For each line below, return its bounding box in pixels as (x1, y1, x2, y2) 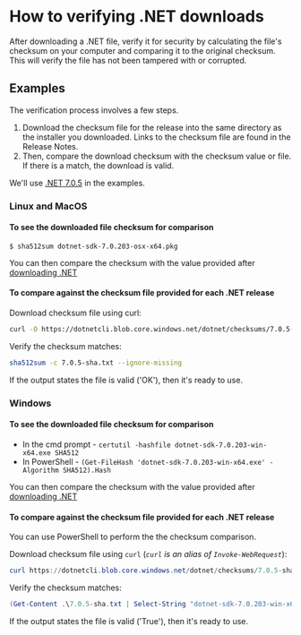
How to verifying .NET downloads (9, 6, 264, 27)
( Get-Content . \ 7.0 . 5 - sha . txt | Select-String (9, 600, 186, 609)
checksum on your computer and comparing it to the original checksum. (9, 45, 276, 56)
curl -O (9, 325, 39, 334)
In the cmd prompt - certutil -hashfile (21, 439, 172, 450)
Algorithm (21, 466, 60, 475)
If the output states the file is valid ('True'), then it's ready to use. (9, 615, 249, 626)
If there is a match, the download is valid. (21, 159, 175, 171)
